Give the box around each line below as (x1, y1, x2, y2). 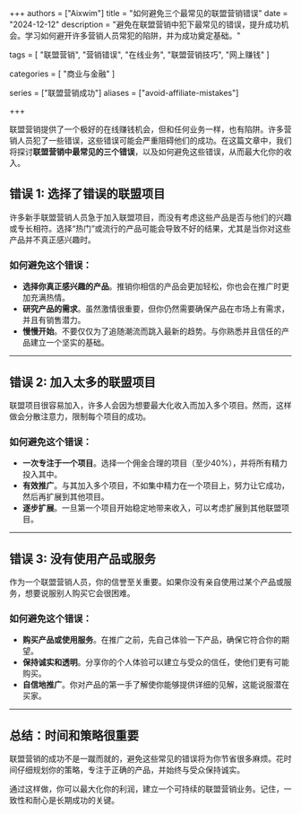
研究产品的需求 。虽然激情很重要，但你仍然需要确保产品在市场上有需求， (21, 303, 289, 314)
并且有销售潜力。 (21, 315, 86, 326)
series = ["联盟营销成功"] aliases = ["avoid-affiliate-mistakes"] (9, 88, 239, 98)
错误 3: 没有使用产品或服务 (9, 551, 157, 566)
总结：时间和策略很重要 (9, 728, 139, 743)
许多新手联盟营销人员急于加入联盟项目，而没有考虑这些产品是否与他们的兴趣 (9, 212, 292, 223)
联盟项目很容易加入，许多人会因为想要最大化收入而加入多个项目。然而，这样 (9, 399, 292, 410)
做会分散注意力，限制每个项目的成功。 (9, 411, 150, 422)
